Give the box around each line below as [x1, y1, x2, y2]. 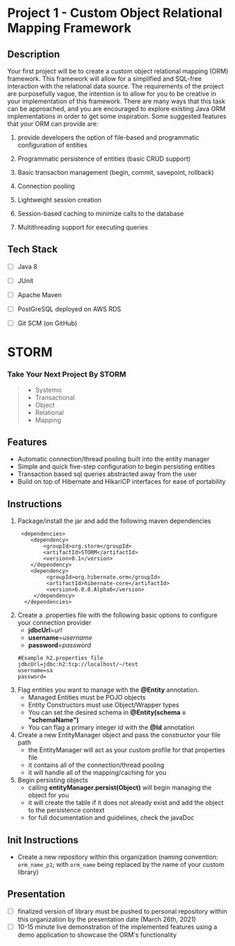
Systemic [35, 386, 63, 394]
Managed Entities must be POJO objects [28, 693, 146, 702]
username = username [28, 633, 92, 642]
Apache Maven [17, 290, 62, 299]
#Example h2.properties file [17, 654, 104, 662]
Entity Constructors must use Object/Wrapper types [28, 700, 180, 709]
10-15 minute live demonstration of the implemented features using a [17, 922, 217, 931]
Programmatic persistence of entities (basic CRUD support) [17, 154, 191, 163]
